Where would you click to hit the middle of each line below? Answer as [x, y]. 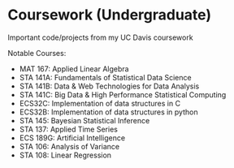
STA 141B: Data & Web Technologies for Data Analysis [109, 86]
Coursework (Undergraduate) [110, 15]
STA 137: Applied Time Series [69, 129]
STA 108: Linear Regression [65, 155]
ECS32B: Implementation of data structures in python [108, 112]
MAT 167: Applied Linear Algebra [74, 69]
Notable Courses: [37, 53]
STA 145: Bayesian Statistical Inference [84, 120]
